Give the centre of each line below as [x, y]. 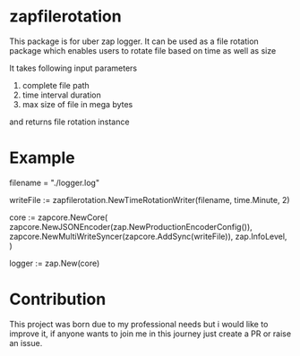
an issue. [26, 343]
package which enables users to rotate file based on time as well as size [143, 50]
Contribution [58, 299]
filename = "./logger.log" [55, 182]
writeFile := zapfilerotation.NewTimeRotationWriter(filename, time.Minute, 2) [150, 199]
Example [42, 158]
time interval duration [61, 95]
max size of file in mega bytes [77, 104]
